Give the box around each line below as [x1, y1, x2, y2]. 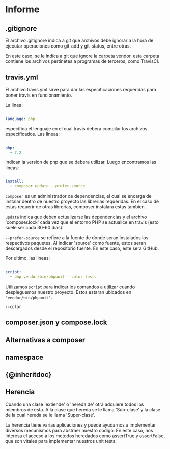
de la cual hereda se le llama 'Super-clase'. [5, 412, 96, 418]
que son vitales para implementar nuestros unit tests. [5, 438, 117, 444]
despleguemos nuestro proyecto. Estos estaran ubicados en [5, 289, 131, 295]
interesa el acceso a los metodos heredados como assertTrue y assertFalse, [5, 433, 165, 439]
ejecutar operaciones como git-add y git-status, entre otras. [5, 43, 131, 49]
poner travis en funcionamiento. [5, 92, 72, 98]
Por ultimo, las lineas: [5, 255, 50, 262]
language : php [5, 116, 36, 121]
